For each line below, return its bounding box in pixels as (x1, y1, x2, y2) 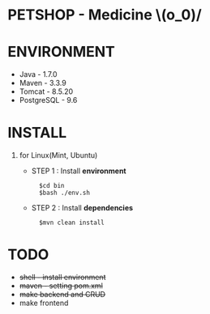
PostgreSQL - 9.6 (19, 95, 78, 105)
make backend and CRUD (19, 290, 106, 299)
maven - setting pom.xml (19, 281, 103, 291)
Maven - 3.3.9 (19, 78, 66, 88)
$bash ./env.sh (38, 189, 91, 197)
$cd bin (38, 182, 66, 190)
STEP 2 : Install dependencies (31, 203, 134, 213)
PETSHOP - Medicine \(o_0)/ (7, 6, 202, 24)
